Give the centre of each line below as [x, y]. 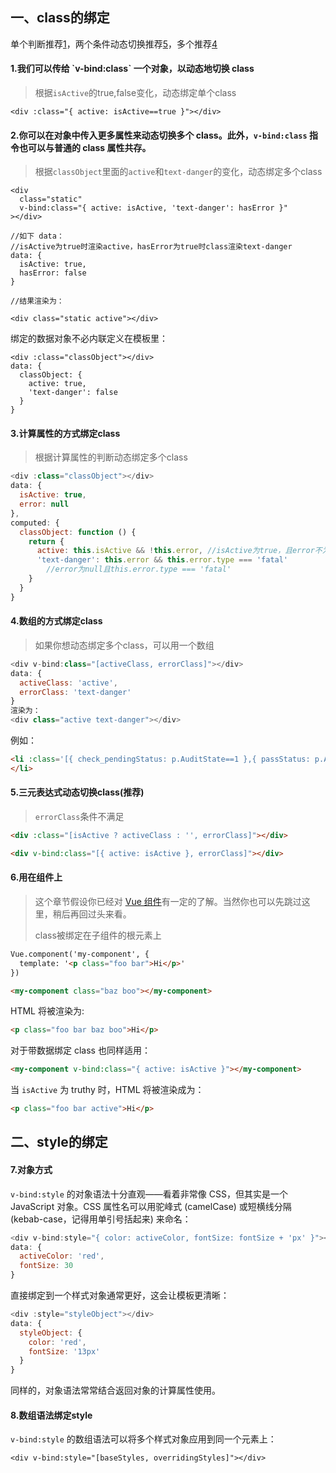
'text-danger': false [73, 393]
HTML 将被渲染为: [47, 1011]
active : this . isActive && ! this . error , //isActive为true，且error [175, 551]
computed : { [35, 523]
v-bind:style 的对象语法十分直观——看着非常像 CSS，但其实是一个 [149, 1194]
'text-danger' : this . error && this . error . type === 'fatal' [162, 560]
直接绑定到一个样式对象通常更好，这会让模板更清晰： [120, 1295]
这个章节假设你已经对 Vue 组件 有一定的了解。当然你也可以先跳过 [168, 901]
